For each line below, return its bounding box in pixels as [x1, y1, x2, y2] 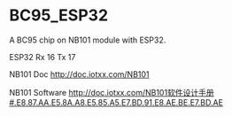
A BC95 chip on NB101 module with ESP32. [9, 35, 166, 45]
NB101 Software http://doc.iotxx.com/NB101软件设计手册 [9, 87, 214, 97]
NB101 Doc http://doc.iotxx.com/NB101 [9, 68, 150, 80]
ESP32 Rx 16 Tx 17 [9, 51, 76, 62]
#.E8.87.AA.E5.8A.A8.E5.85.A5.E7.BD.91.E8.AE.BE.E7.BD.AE [9, 97, 224, 107]
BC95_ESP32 [9, 5, 109, 26]
